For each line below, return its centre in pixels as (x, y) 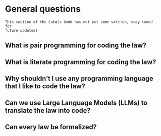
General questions (43, 9)
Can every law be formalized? (51, 127)
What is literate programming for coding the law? (80, 62)
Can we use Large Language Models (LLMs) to (76, 103)
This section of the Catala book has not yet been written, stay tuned (79, 22)
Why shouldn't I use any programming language (79, 79)
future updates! (21, 30)
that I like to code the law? (45, 86)
